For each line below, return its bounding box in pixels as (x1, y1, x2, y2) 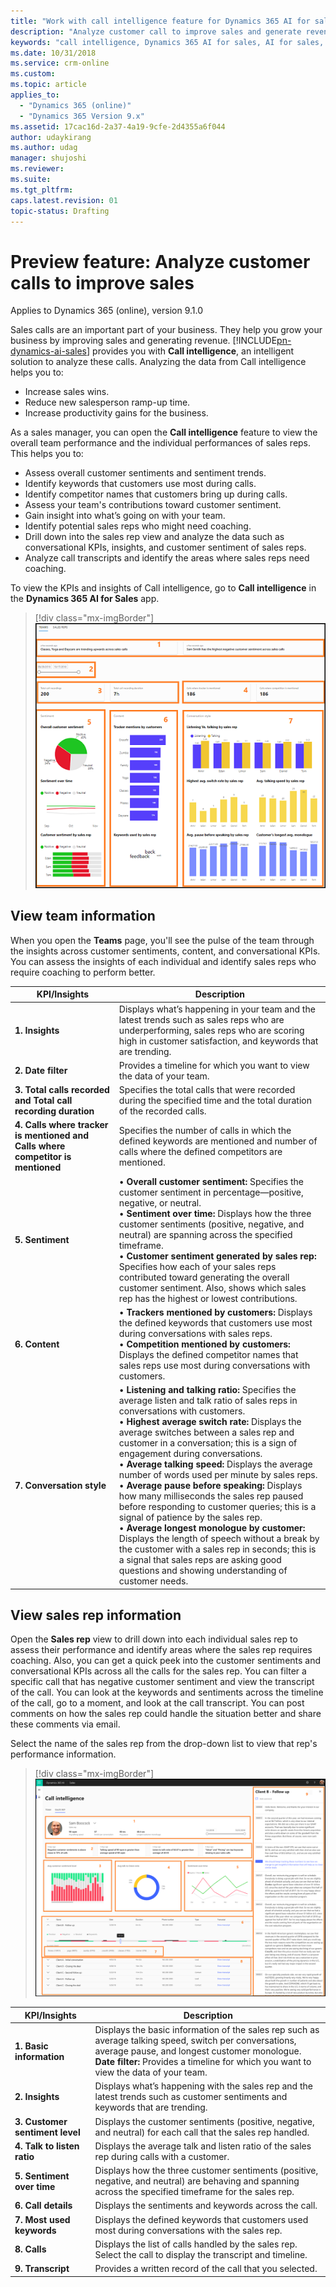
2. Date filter (14, 1065, 68, 1077)
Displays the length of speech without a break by (118, 1533, 320, 1544)
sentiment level (14, 2126, 81, 2138)
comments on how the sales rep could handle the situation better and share (10, 1708, 322, 1720)
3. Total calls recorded (14, 1084, 110, 1095)
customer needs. (118, 1575, 189, 1587)
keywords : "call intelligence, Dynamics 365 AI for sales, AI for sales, (10, 37, 325, 47)
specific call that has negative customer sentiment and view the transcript (10, 1676, 315, 1688)
